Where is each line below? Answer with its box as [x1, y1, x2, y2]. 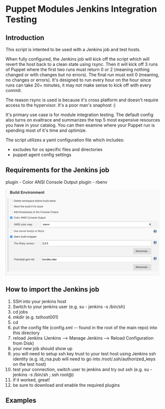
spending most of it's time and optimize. [5, 127, 87, 133]
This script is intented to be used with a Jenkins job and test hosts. [5, 47, 141, 52]
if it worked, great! [12, 377, 50, 382]
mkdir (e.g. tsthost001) [12, 314, 58, 320]
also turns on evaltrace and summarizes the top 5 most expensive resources [5, 117, 160, 123]
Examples [5, 396, 36, 405]
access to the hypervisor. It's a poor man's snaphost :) [5, 102, 116, 108]
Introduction [5, 33, 45, 42]
